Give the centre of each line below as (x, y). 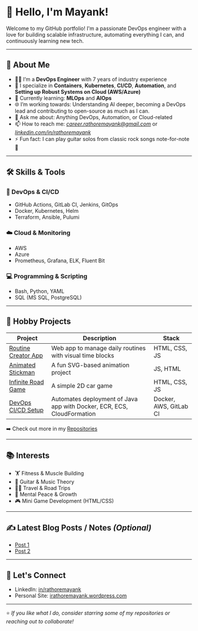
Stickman (22, 372)
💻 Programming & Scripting (47, 276)
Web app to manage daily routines (98, 348)
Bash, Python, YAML (39, 291)
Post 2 (22, 551)
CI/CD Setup (27, 410)
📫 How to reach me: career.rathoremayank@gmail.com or (86, 124)
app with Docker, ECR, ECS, (90, 406)
